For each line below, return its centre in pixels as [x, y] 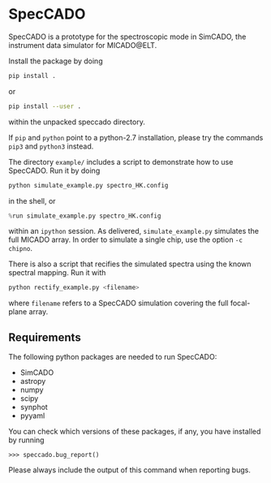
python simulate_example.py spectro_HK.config [88, 185]
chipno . [20, 248]
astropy [33, 382]
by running [26, 440]
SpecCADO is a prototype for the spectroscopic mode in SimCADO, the [127, 37]
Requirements [45, 337]
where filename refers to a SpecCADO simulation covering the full [118, 303]
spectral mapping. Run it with [57, 273]
